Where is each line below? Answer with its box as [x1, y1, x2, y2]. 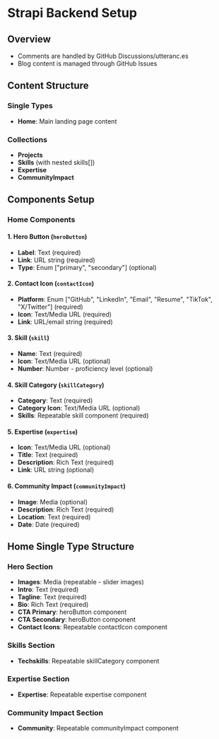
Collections [7, 134, 48, 144]
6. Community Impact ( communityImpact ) [7, 482, 126, 490]
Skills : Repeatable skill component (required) [17, 411, 150, 420]
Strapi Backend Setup [7, 5, 138, 21]
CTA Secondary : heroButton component [17, 615, 136, 624]
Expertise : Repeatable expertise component [17, 690, 147, 699]
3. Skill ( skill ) [7, 333, 49, 342]
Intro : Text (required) [17, 585, 79, 594]
